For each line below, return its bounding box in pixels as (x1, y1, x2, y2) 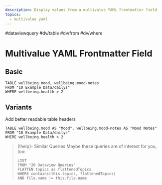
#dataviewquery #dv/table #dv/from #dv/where (5, 30, 103, 36)
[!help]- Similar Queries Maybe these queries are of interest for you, (17, 143, 157, 150)
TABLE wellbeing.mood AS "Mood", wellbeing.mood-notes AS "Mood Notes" (5, 126, 157, 131)
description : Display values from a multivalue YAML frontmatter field (5, 7, 157, 12)
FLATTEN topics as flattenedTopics (17, 167, 92, 172)
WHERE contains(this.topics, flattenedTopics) (17, 172, 116, 177)
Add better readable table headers (5, 116, 76, 122)
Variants (5, 103, 32, 111)
